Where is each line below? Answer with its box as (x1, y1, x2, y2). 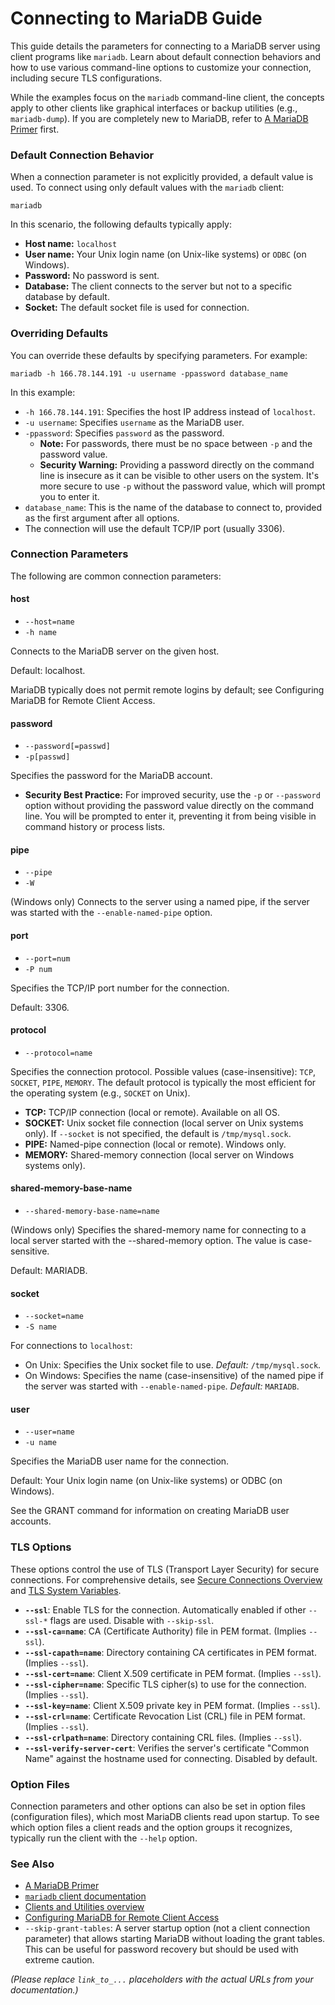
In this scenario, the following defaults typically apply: (10, 218, 232, 231)
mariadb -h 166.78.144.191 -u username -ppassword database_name (10, 368, 288, 379)
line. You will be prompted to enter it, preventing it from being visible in (24, 810, 317, 822)
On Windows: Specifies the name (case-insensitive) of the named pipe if (24, 1370, 324, 1382)
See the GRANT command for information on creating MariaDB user (10, 1505, 290, 1517)
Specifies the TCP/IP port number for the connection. (10, 982, 230, 994)
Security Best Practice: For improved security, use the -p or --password (24, 789, 321, 801)
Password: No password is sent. (24, 270, 160, 282)
